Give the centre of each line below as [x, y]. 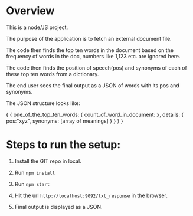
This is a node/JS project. [37, 27]
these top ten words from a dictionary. [53, 74]
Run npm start [32, 184]
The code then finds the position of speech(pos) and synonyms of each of [97, 68]
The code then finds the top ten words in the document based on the [90, 50]
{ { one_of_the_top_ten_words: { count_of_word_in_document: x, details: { [95, 114]
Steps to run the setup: [63, 145]
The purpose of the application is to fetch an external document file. [89, 38]
